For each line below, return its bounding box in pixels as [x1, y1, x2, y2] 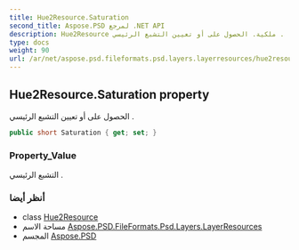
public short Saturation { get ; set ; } [9, 128, 158, 137]
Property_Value [9, 149, 77, 161]
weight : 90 [9, 46, 50, 55]
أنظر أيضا [9, 191, 45, 204]
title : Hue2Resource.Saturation [9, 12, 129, 22]
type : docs [9, 37, 50, 47]
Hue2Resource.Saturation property [9, 87, 210, 102]
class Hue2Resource [21, 212, 99, 222]
